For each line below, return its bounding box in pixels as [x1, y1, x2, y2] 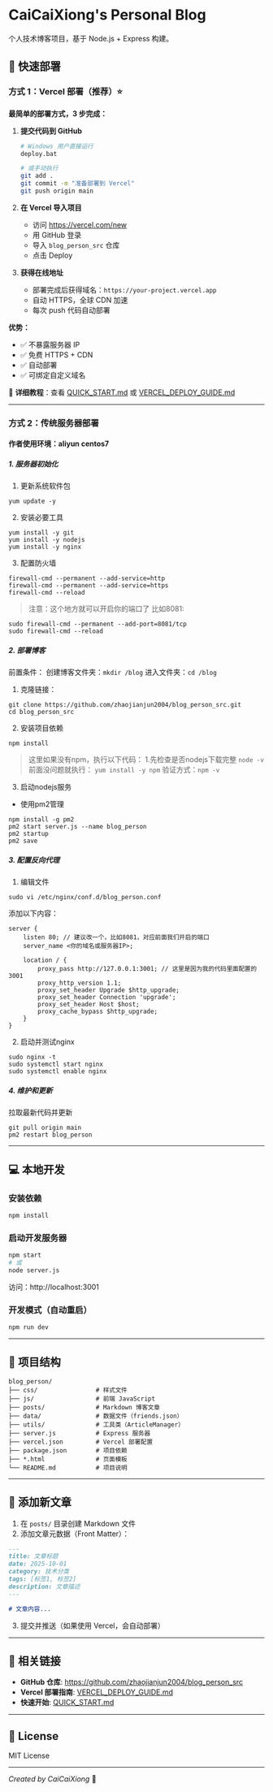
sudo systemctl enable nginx [8, 1067, 107, 1076]
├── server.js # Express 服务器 [8, 1429, 151, 1437]
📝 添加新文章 [8, 1495, 71, 1509]
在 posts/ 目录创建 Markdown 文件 [19, 1518, 136, 1528]
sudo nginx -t [8, 1054, 57, 1062]
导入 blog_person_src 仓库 [32, 240, 120, 249]
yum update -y [8, 497, 57, 505]
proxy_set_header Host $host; [37, 1001, 140, 1009]
